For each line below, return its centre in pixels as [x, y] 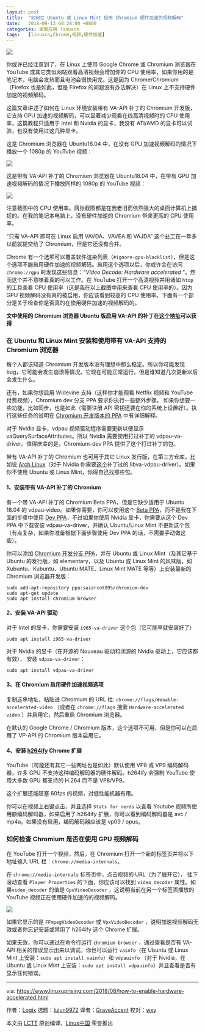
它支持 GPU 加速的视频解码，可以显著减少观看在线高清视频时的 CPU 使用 [98, 116]
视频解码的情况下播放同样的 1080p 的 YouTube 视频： [79, 183]
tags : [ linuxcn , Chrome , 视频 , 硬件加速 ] [56, 35]
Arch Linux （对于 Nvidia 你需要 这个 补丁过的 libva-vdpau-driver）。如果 [107, 465]
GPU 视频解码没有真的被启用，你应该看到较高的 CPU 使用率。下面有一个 [98, 295]
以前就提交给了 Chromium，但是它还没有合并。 [66, 244]
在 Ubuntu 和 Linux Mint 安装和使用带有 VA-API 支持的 [86, 341]
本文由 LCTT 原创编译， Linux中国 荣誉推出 [60, 1023]
